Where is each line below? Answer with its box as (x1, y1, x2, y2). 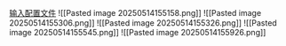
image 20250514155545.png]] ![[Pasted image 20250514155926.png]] (9, 27, 266, 37)
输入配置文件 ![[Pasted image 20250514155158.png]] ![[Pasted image (9, 8, 262, 18)
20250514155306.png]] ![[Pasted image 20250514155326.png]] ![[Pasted (9, 18, 277, 28)
